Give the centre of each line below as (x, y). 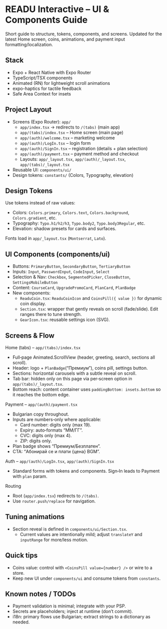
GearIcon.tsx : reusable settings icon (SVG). (65, 320)
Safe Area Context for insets (42, 93)
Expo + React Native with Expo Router (52, 72)
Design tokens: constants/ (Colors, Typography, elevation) (73, 175)
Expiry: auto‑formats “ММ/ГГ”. (51, 430)
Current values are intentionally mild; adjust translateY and (81, 534)
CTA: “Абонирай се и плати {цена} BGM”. (56, 451)
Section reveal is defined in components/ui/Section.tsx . (70, 529)
